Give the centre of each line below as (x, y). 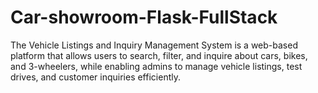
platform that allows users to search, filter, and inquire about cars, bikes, (159, 55)
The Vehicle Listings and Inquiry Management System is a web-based (154, 45)
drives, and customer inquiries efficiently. (95, 77)
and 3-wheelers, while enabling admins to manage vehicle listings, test (156, 66)
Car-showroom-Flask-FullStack (144, 17)
